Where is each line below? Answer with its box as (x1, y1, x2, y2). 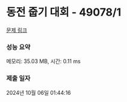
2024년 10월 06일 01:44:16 (6, 89, 71, 96)
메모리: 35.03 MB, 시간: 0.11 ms (6, 58, 81, 65)
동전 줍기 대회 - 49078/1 (6, 5, 122, 19)
